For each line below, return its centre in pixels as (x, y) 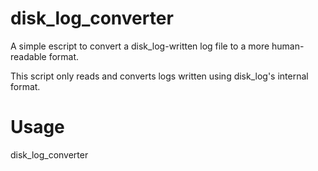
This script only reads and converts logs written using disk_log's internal (159, 76)
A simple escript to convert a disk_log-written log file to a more (140, 46)
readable (28, 56)
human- (288, 46)
